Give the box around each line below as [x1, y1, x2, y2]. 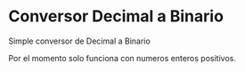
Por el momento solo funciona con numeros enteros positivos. [8, 52, 237, 63]
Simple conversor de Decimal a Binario [8, 36, 151, 46]
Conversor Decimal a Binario [8, 6, 225, 27]
